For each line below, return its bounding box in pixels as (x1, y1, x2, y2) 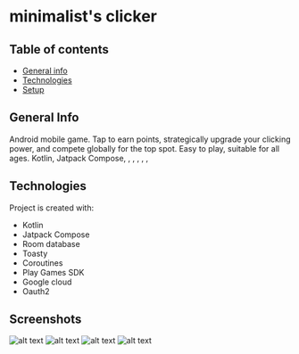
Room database (21, 238, 80, 249)
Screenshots (9, 312, 82, 327)
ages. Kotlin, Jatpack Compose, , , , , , (9, 152, 149, 163)
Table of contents (9, 42, 109, 57)
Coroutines (21, 257, 63, 268)
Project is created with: (9, 202, 95, 213)
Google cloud (21, 276, 72, 287)
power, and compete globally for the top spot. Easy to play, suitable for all (9, 143, 279, 153)
